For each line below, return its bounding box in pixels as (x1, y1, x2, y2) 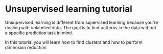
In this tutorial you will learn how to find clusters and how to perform (5, 39, 143, 45)
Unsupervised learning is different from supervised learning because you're (5, 19, 158, 25)
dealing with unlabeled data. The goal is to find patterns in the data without (5, 24, 157, 30)
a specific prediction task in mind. (5, 30, 73, 36)
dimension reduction (5, 44, 47, 50)
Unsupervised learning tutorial (5, 3, 133, 15)
